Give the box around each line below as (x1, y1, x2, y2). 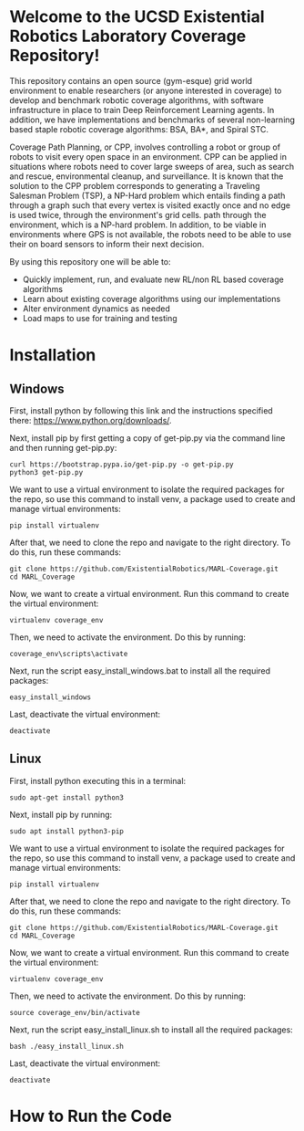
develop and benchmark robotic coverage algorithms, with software (9, 94, 264, 106)
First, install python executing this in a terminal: (9, 775, 187, 786)
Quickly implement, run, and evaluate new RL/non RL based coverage (22, 274, 284, 285)
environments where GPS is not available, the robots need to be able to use (9, 228, 292, 239)
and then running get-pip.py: (9, 442, 117, 453)
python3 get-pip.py (9, 467, 84, 476)
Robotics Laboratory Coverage (9, 26, 247, 47)
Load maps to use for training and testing (22, 312, 177, 323)
